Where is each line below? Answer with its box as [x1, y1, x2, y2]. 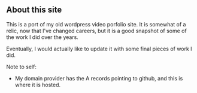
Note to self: [6, 63, 37, 70]
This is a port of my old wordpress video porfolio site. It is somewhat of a [6, 20, 186, 28]
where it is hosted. [14, 81, 61, 88]
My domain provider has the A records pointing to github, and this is [14, 74, 183, 82]
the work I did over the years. [6, 33, 79, 41]
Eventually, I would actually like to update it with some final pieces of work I [6, 45, 193, 52]
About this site [6, 5, 62, 15]
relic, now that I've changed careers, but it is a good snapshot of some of [6, 27, 187, 34]
